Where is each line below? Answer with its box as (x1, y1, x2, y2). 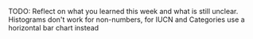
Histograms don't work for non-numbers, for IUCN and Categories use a (8, 15, 245, 24)
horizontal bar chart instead (8, 23, 99, 32)
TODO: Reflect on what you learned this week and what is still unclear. (8, 7, 239, 16)
